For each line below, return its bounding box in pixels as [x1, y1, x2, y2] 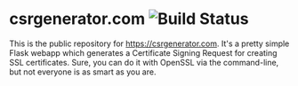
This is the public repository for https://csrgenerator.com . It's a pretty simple [9, 38, 290, 49]
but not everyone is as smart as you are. [9, 66, 157, 77]
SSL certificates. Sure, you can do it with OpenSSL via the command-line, [9, 57, 279, 67]
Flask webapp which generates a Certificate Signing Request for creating [9, 47, 278, 58]
